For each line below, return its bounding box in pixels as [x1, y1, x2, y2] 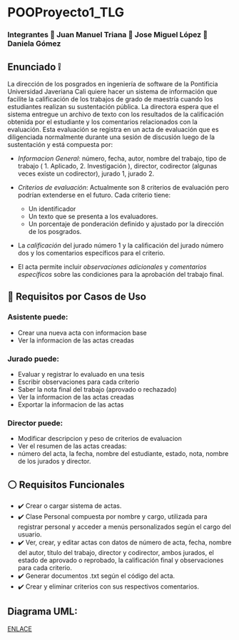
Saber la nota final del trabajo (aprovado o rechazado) [17, 385, 177, 393]
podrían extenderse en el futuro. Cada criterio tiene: [17, 191, 171, 199]
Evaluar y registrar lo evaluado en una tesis [17, 370, 145, 378]
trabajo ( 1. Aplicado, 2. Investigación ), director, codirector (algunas [17, 161, 218, 170]
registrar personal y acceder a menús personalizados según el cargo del [17, 522, 232, 532]
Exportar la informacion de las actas [17, 400, 124, 409]
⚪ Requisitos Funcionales [7, 479, 125, 491]
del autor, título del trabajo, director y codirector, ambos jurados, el [17, 549, 214, 557]
